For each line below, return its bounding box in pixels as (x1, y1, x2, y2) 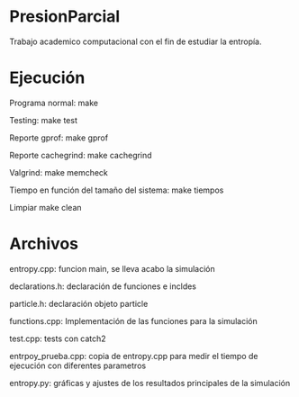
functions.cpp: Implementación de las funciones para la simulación (9, 315, 258, 326)
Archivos (9, 234, 79, 254)
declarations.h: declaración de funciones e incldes (9, 281, 196, 292)
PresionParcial (9, 6, 121, 27)
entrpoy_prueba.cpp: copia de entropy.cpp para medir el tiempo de (9, 350, 258, 361)
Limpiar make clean (9, 202, 83, 212)
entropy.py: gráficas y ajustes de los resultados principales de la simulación (9, 377, 291, 388)
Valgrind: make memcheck (9, 167, 108, 177)
